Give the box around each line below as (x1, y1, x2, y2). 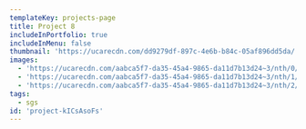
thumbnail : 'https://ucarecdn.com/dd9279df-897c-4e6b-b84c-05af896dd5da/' (9, 47, 300, 56)
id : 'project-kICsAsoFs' (9, 106, 104, 115)
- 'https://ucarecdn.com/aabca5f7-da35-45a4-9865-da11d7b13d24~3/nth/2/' (17, 81, 303, 90)
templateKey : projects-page (9, 13, 117, 23)
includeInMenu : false (9, 38, 92, 48)
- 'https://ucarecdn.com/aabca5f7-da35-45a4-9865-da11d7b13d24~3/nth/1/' (17, 73, 303, 82)
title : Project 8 (9, 22, 76, 31)
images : (9, 55, 39, 64)
